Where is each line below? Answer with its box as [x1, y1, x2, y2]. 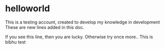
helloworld [5, 3, 50, 14]
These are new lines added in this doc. [5, 24, 84, 30]
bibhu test [5, 39, 26, 45]
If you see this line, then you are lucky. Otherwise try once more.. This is [5, 34, 153, 40]
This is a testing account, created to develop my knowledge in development [5, 19, 160, 25]
